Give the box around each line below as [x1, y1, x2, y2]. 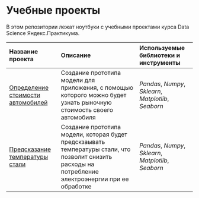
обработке [60, 182, 92, 190]
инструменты [139, 58, 181, 67]
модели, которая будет [60, 130, 127, 139]
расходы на [60, 160, 95, 168]
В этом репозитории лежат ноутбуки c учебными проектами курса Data [6, 23, 190, 30]
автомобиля [60, 113, 96, 121]
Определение [9, 83, 49, 92]
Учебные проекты [6, 4, 101, 17]
